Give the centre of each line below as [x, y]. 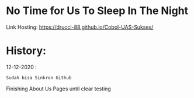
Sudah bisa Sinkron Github [39, 77]
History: [26, 51]
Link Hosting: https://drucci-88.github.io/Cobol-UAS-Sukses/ [80, 27]
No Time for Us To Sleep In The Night [97, 11]
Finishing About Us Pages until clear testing [58, 89]
